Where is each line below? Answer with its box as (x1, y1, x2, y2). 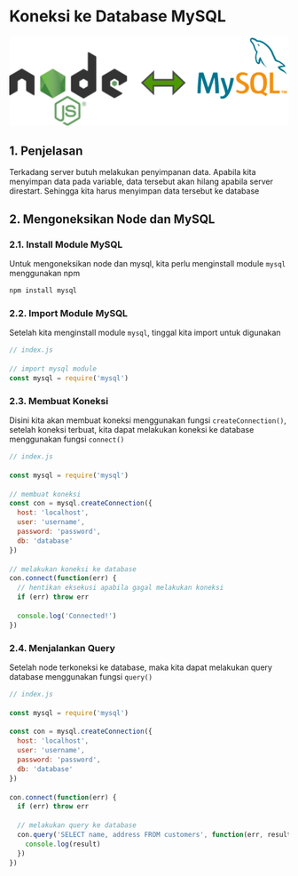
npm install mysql (9, 286, 77, 295)
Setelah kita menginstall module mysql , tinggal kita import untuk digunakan (9, 327, 281, 338)
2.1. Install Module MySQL (9, 238, 123, 251)
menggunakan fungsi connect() (9, 434, 125, 445)
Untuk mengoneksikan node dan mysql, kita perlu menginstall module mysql (9, 259, 286, 269)
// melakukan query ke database (17, 821, 137, 830)
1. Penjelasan (9, 143, 83, 158)
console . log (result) (25, 840, 101, 848)
